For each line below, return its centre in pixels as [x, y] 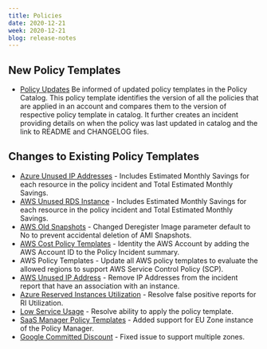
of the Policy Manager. [57, 328]
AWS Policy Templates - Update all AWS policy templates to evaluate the [139, 261]
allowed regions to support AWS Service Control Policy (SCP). [122, 269]
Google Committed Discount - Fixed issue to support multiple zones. [132, 336]
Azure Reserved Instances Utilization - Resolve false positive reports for [138, 294]
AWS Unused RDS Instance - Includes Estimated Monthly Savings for [133, 201]
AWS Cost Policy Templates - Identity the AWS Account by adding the [134, 243]
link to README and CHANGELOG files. [84, 131]
